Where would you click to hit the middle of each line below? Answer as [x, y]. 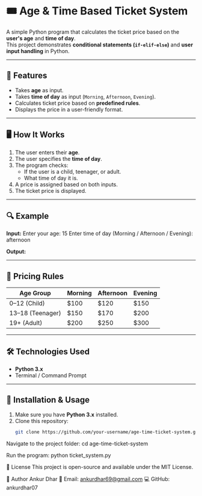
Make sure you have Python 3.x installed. [66, 414]
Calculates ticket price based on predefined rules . [78, 103]
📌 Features [27, 76]
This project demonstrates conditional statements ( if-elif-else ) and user [100, 45]
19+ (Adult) [26, 323]
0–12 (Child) [27, 303]
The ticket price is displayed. [50, 190]
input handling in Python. [38, 51]
